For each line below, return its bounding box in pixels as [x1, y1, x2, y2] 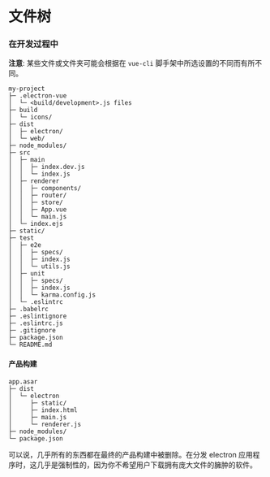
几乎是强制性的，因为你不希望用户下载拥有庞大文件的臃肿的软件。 [36, 460, 257, 470]
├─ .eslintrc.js [8, 319, 63, 327]
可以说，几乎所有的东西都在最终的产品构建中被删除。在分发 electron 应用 [8, 449, 253, 459]
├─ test [8, 234, 35, 242]
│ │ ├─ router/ [8, 192, 67, 200]
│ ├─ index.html [8, 405, 79, 414]
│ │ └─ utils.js [8, 262, 71, 271]
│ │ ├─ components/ [8, 184, 82, 193]
